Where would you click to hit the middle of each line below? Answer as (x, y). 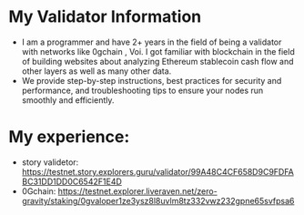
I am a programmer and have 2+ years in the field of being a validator (152, 42)
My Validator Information (105, 17)
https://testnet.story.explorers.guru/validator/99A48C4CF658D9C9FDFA (158, 171)
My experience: (69, 137)
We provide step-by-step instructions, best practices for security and (152, 80)
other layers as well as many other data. (96, 71)
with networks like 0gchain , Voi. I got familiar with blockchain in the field (158, 51)
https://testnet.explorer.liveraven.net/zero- (137, 191)
